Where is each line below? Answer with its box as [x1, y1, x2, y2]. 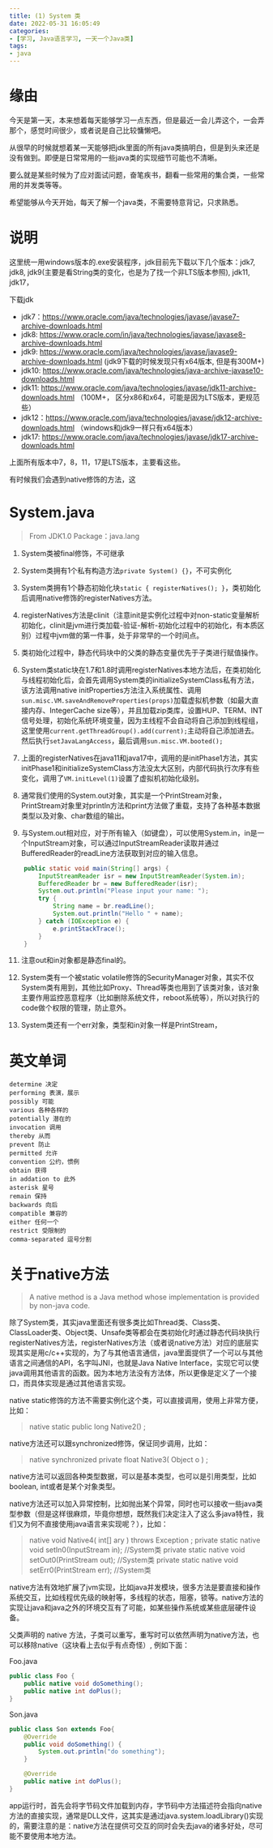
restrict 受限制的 [9, 1227, 66, 1235]
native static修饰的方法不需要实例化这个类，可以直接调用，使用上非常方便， [9, 1396, 262, 1405]
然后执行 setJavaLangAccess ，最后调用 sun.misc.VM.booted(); [20, 735, 224, 746]
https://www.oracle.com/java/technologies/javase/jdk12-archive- [45, 413, 262, 422]
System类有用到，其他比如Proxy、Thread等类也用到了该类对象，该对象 [20, 982, 260, 993]
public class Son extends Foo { [9, 1725, 115, 1733]
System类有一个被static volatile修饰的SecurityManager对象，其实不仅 [20, 973, 254, 982]
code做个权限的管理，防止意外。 [20, 1003, 130, 1013]
